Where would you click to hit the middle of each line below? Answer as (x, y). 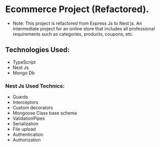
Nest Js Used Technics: (35, 86)
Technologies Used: (37, 50)
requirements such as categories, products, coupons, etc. (73, 34)
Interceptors (25, 103)
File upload (24, 129)
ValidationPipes (29, 118)
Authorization (27, 140)
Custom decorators (33, 108)
